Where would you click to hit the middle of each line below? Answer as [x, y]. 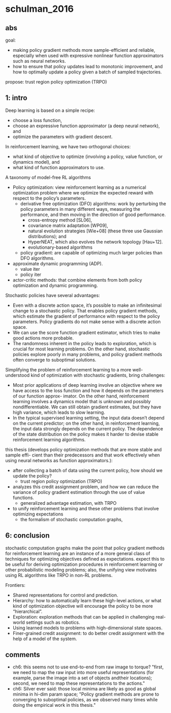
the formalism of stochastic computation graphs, [71, 519]
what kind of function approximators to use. [58, 167]
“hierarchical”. [27, 611]
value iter [30, 269]
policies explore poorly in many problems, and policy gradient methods [87, 354]
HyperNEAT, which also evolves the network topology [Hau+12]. [95, 242]
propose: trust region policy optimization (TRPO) [56, 82]
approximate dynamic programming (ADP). [58, 263]
